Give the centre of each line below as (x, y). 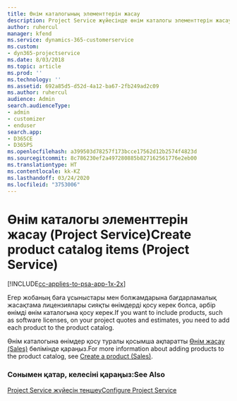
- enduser (22, 125)
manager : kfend (30, 34)
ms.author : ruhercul (38, 92)
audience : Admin (31, 100)
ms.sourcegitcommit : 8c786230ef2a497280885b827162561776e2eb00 (102, 158)
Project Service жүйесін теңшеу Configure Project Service (92, 390)
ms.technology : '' (34, 79)
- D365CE (20, 138)
